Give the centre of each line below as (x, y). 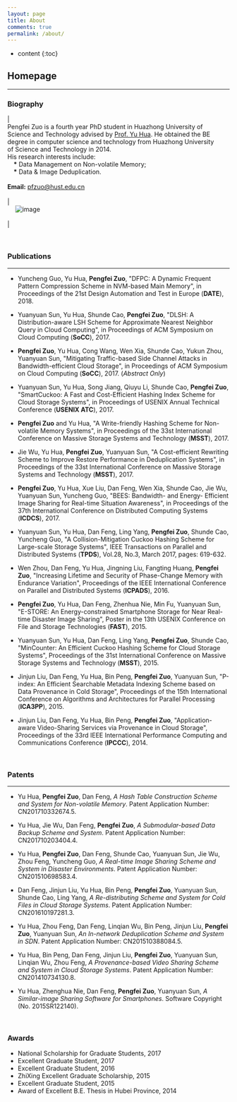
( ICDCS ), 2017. (39, 518)
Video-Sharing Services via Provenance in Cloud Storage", (123, 727)
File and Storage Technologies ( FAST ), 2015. (82, 626)
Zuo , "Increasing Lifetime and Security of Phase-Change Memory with (120, 575)
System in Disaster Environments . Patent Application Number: (107, 868)
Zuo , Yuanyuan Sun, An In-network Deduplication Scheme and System (121, 933)
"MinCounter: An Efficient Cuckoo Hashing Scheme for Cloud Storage (119, 647)
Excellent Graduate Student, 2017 (66, 1061)
